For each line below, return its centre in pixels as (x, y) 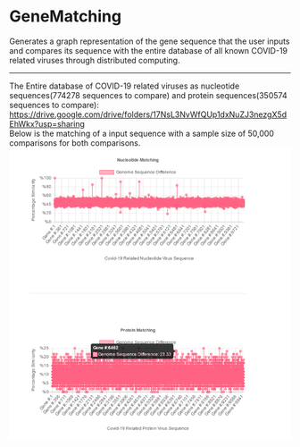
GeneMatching (66, 17)
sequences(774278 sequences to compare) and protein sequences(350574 (148, 95)
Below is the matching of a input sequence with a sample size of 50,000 (142, 133)
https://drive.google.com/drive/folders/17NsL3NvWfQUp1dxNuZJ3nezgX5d (148, 114)
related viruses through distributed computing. (95, 60)
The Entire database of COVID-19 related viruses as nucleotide (125, 86)
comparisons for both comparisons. (75, 143)
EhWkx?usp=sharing (47, 123)
